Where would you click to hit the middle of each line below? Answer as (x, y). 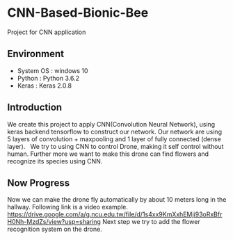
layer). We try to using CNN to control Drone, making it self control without (115, 146)
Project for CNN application (47, 32)
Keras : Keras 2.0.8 (44, 86)
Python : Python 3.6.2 (48, 78)
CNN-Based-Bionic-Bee (78, 13)
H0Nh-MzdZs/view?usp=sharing (54, 222)
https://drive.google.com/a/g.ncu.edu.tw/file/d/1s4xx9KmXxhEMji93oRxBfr (115, 214)
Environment (36, 54)
